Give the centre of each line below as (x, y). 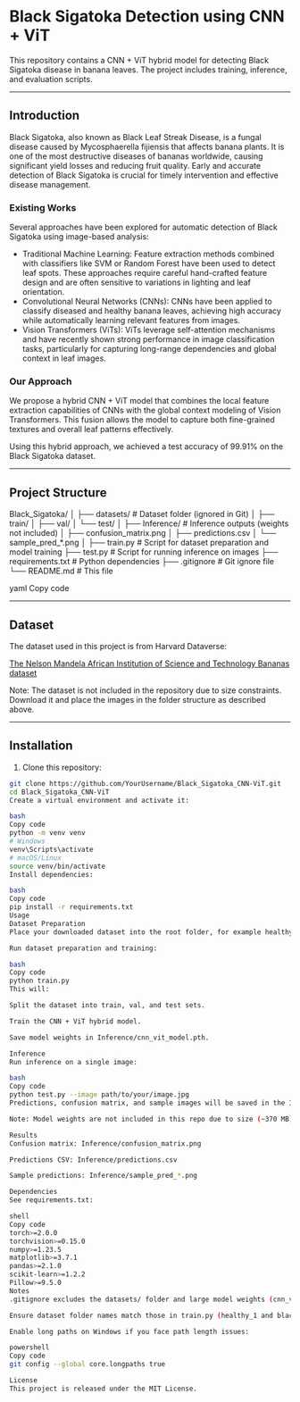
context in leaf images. (64, 358)
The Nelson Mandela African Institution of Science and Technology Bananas (150, 663)
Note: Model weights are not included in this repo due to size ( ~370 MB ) (151, 1119)
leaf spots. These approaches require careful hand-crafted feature (145, 273)
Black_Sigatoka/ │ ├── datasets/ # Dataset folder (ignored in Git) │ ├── (142, 514)
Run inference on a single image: (74, 1062)
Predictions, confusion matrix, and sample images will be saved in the (147, 1103)
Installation (41, 746)
